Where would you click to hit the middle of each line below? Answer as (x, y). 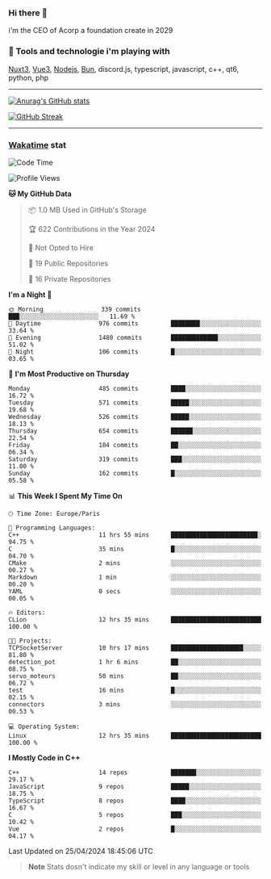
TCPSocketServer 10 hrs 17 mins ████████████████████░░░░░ (135, 648)
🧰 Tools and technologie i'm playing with (90, 52)
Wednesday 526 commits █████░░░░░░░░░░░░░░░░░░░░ (135, 416)
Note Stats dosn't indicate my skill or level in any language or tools (139, 866)
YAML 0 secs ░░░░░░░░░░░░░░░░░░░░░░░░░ (135, 591)
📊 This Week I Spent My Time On (65, 496)
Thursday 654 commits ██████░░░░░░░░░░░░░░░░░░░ (135, 431)
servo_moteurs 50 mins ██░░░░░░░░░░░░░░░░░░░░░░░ (135, 676)
